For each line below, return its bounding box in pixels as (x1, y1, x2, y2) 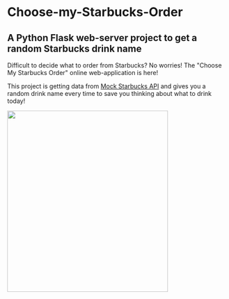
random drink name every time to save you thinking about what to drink (7, 90, 212, 97)
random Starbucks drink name (7, 42, 142, 54)
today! (7, 97, 26, 105)
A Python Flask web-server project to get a (7, 32, 198, 44)
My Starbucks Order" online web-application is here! (7, 69, 159, 76)
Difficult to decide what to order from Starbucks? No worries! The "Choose (7, 61, 222, 70)
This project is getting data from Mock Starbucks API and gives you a (7, 82, 207, 90)
